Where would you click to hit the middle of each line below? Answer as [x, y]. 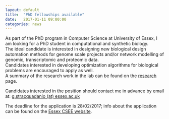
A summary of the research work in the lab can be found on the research [81, 76]
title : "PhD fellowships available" [45, 15]
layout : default [22, 10]
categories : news [23, 24]
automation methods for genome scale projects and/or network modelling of [84, 54]
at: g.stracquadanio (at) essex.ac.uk [43, 96]
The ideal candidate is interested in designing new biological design [76, 49]
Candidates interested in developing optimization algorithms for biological [82, 65]
